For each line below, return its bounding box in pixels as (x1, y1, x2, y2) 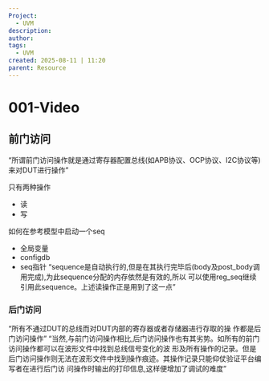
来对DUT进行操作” (8, 165, 69, 175)
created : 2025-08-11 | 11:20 (8, 57, 106, 65)
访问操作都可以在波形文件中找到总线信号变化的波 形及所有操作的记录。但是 (8, 344, 257, 354)
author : (8, 34, 35, 43)
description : (8, 26, 52, 34)
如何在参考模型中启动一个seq (8, 226, 106, 236)
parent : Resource (8, 64, 67, 72)
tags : (8, 42, 26, 50)
